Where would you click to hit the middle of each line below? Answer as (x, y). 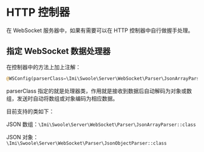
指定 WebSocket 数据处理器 (59, 51)
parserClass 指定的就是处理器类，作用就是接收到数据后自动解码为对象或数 (99, 91)
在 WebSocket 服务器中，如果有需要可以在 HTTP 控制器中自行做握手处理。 (100, 30)
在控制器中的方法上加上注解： (43, 67)
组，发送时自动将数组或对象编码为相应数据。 (62, 98)
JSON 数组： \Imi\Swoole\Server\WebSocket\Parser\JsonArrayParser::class (101, 124)
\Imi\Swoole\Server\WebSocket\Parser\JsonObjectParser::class (87, 143)
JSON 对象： (22, 137)
